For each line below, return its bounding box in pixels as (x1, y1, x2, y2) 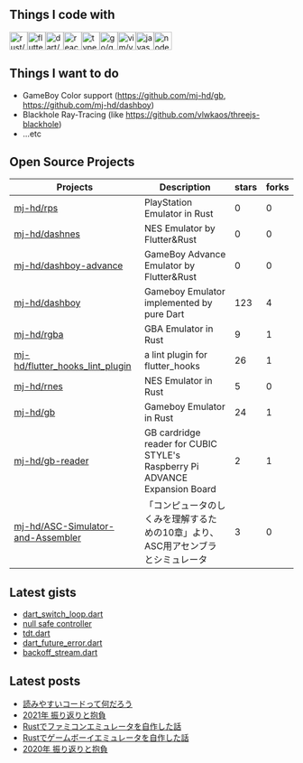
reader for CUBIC (143, 438, 218, 451)
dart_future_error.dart (22, 637, 103, 648)
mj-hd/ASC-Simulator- (14, 520, 115, 533)
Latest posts (9, 673, 81, 689)
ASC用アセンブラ (143, 540, 217, 553)
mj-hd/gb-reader (14, 455, 89, 468)
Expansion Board (143, 483, 216, 496)
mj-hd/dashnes (14, 228, 81, 240)
